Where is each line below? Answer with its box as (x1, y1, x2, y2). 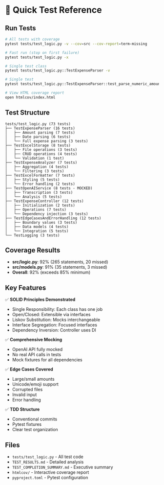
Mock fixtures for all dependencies (12, 357, 82, 363)
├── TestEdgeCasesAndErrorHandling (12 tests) (5, 215, 102, 221)
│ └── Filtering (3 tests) (5, 168, 64, 173)
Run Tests (5, 24, 36, 32)
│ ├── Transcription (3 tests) (5, 190, 73, 195)
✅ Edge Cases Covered (5, 367, 54, 372)
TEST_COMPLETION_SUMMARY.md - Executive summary (12, 464, 113, 470)
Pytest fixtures (12, 421, 42, 427)
